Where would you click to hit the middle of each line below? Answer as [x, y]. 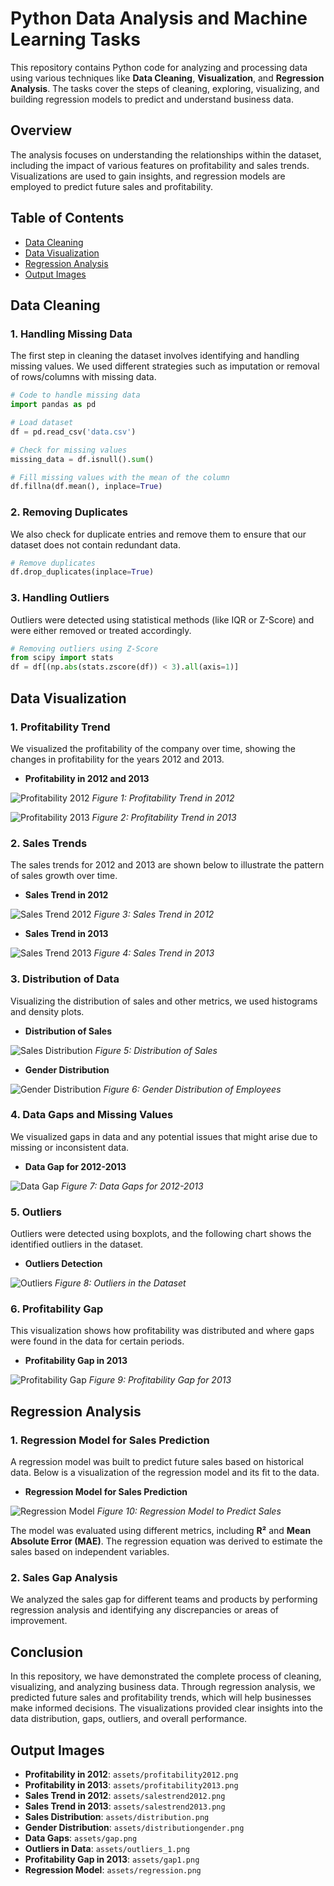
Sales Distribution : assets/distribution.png [117, 1816]
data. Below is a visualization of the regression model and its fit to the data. [165, 1473]
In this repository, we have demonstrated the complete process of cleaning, [166, 1676]
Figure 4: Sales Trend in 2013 [154, 953]
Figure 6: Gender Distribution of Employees [192, 1089]
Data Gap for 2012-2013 [75, 1166]
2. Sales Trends [49, 843]
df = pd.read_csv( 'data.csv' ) [73, 432]
